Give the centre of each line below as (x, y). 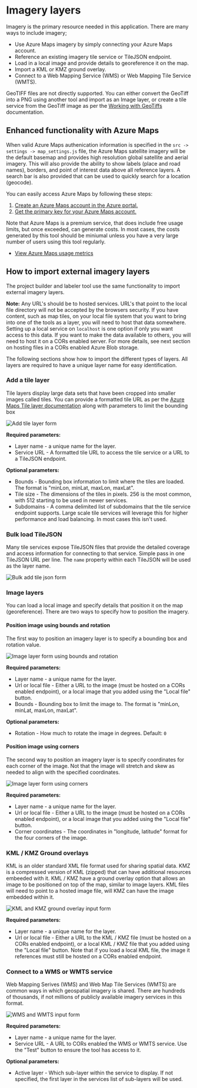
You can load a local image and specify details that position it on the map (95, 605)
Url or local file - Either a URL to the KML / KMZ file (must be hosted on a (103, 938)
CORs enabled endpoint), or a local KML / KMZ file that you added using (102, 944)
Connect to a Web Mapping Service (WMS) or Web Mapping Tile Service (103, 75)
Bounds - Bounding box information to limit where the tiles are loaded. (99, 482)
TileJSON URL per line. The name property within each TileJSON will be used (98, 560)
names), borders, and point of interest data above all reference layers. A (93, 170)
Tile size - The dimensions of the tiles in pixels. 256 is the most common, (103, 494)
